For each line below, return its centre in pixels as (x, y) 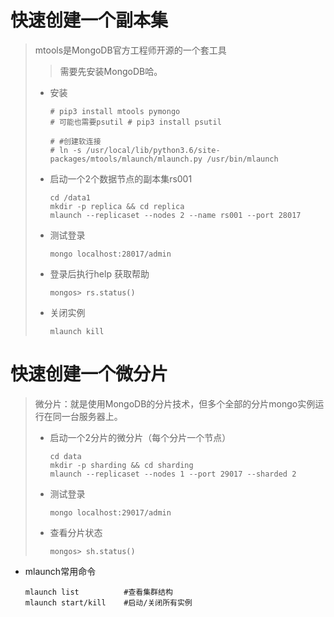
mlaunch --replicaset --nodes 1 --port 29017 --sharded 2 (173, 474)
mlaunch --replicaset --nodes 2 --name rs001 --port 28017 (175, 215)
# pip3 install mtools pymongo (115, 111)
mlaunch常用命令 (60, 571)
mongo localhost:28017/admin (110, 254)
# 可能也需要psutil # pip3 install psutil (135, 122)
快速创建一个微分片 (89, 374)
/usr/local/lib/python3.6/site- (153, 150)
